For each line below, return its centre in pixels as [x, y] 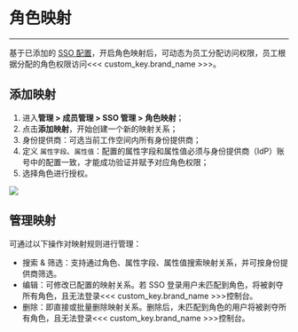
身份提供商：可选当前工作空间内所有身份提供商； [111, 139]
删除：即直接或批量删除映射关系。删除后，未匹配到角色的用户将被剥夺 [150, 306]
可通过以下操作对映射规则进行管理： [75, 243]
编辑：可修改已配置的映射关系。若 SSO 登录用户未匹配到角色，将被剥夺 [153, 284]
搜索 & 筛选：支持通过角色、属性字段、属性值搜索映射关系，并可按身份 [151, 262]
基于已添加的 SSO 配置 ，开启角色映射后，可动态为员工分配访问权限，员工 [144, 52]
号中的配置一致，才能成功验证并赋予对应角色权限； [115, 162]
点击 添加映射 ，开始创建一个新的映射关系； [100, 129]
